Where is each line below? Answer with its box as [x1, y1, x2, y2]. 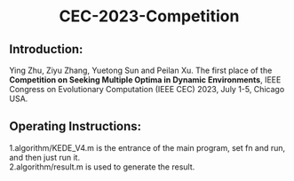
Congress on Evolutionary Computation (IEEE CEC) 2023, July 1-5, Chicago [9, 84, 285, 94]
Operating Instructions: [9, 119, 142, 134]
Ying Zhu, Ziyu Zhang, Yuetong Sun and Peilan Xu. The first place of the [9, 65, 273, 75]
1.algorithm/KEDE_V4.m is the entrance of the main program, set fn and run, [9, 142, 286, 153]
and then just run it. [9, 152, 81, 162]
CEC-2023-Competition [59, 6, 240, 27]
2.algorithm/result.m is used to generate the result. [9, 161, 195, 172]
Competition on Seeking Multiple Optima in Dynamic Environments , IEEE [9, 75, 282, 85]
